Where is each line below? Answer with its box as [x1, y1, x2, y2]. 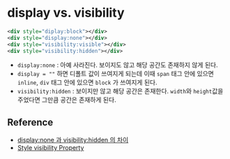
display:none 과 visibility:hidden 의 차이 [17, 136, 129, 144]
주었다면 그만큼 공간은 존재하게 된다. [17, 96, 116, 104]
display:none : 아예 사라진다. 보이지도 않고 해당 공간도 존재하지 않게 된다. [17, 61, 218, 69]
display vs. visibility [7, 5, 125, 21]
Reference [7, 116, 54, 128]
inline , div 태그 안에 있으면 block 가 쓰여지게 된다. [17, 78, 158, 86]
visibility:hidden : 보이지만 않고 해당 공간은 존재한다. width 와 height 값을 [17, 87, 224, 96]
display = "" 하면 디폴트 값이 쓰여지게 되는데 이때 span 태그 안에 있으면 [17, 70, 214, 78]
